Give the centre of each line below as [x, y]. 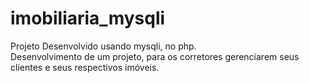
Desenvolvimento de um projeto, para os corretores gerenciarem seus [155, 56]
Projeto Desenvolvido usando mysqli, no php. [103, 46]
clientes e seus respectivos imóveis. [85, 67]
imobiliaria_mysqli [88, 18]
